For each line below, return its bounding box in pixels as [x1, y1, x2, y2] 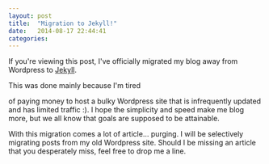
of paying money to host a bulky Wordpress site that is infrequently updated [8, 96, 261, 106]
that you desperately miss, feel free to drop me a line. [8, 146, 187, 156]
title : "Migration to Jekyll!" [8, 19, 117, 27]
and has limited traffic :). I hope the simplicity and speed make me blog [8, 105, 245, 115]
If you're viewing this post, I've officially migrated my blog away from [8, 57, 238, 66]
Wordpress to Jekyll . [8, 65, 77, 75]
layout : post [8, 11, 53, 20]
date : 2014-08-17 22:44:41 [8, 27, 107, 35]
